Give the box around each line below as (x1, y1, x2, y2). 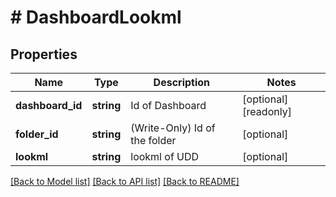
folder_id (15, 127, 59, 141)
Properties (10, 46, 78, 63)
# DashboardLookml (10, 6, 182, 29)
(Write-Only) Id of (130, 121, 216, 135)
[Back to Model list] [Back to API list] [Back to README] (10, 176, 240, 187)
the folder (130, 134, 177, 147)
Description (153, 76, 211, 89)
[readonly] (242, 105, 292, 118)
